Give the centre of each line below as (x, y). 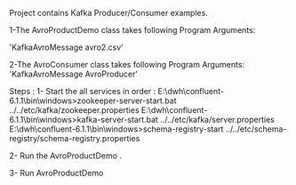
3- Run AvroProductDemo (56, 173)
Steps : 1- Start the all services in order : (83, 91)
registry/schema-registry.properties (75, 138)
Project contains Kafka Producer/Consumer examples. (109, 13)
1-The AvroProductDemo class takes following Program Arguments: (132, 30)
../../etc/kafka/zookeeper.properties (74, 110)
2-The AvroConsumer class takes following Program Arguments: (127, 64)
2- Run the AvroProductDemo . (66, 156)
